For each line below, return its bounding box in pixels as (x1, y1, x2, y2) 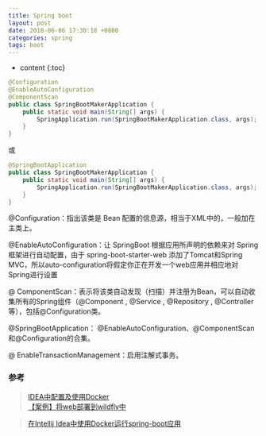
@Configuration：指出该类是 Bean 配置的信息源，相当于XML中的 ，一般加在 (8, 214, 256, 223)
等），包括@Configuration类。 (8, 307, 106, 316)
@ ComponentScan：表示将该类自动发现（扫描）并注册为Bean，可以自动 (8, 287, 249, 296)
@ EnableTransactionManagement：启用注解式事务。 (8, 350, 183, 360)
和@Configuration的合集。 (8, 334, 95, 343)
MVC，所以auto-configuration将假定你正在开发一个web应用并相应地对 (8, 260, 239, 270)
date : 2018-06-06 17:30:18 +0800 (8, 26, 119, 34)
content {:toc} (19, 63, 66, 72)
